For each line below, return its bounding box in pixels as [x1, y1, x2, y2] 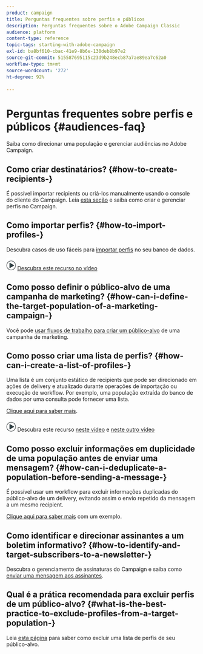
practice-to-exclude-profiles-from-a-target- [6, 608, 179, 619]
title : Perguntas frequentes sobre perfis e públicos [6, 16, 145, 22]
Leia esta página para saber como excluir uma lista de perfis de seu [6, 634, 176, 641]
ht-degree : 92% [6, 73, 45, 80]
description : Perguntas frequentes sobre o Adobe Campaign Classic [6, 22, 181, 29]
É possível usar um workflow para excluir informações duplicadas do [6, 488, 179, 496]
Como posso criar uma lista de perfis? [6, 351, 153, 361]
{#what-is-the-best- [87, 599, 167, 610]
